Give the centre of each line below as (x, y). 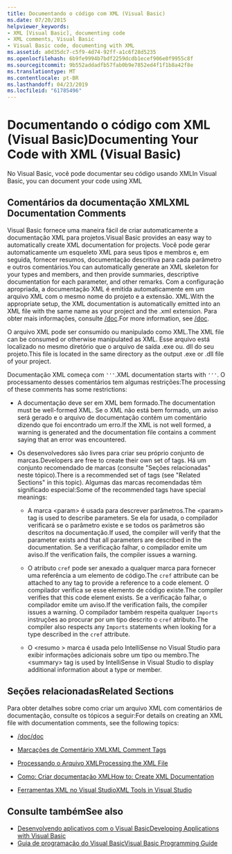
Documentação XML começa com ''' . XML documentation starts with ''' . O (116, 374)
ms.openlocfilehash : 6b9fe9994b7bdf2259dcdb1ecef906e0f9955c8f (100, 59)
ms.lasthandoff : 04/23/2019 (48, 84)
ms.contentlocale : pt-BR (43, 78)
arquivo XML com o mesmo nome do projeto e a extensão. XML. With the (111, 296)
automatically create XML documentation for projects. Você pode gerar (109, 245)
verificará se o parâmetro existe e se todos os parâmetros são (116, 525)
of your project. (29, 361)
